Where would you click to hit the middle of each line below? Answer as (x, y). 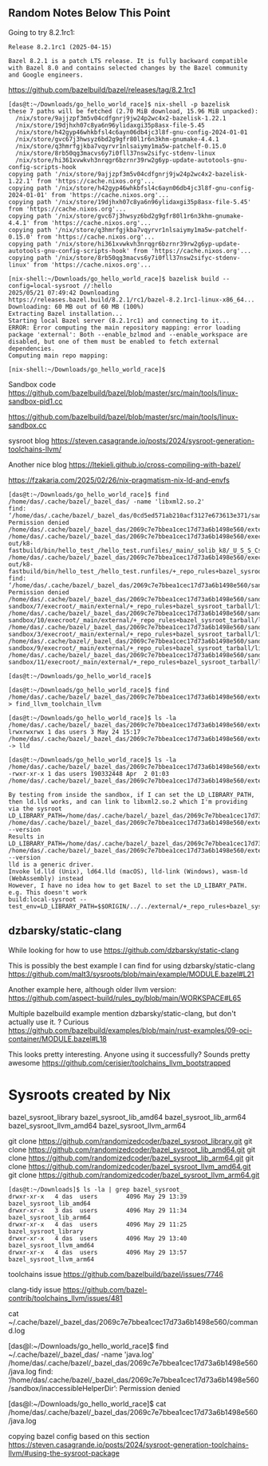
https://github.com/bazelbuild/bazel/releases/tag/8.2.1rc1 (102, 89)
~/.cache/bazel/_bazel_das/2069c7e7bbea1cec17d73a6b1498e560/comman (133, 1322)
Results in (26, 837)
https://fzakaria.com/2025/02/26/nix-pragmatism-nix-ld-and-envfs (119, 480)
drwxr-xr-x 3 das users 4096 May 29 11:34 (98, 1210)
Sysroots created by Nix (90, 1095)
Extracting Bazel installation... (66, 313)
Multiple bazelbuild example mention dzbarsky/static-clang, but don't (122, 1013)
